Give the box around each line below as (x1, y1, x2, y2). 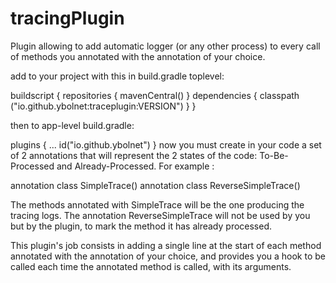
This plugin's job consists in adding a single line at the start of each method (10, 239, 322, 251)
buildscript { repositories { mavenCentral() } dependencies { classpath (10, 89, 300, 101)
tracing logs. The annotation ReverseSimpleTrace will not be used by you (10, 209, 311, 221)
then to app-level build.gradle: (10, 119, 135, 131)
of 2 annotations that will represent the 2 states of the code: (10, 149, 258, 161)
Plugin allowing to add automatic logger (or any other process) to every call (10, 40, 321, 52)
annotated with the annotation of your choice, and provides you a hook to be (10, 250, 326, 262)
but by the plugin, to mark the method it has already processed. (10, 220, 273, 232)
